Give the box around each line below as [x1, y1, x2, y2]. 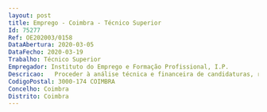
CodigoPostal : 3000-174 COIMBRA [8, 77, 115, 85]
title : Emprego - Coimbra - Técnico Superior [8, 19, 161, 27]
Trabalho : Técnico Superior [8, 56, 102, 64]
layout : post [8, 11, 52, 20]
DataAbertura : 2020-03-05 [8, 41, 94, 49]
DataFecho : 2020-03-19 [8, 48, 83, 56]
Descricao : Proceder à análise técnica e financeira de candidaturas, [8, 70, 254, 78]
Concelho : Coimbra [8, 84, 69, 93]
